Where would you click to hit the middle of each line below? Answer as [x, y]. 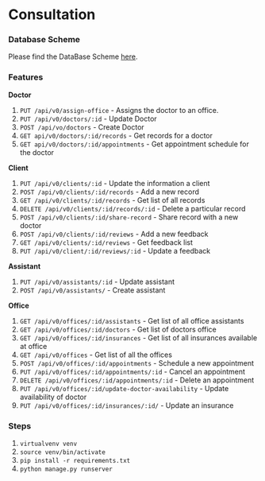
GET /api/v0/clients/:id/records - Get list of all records [112, 200]
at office [33, 346]
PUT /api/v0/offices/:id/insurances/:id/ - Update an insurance [127, 405]
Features [26, 77]
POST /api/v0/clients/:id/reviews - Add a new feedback [114, 234]
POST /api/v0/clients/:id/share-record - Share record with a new [129, 217]
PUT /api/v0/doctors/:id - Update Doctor [88, 118]
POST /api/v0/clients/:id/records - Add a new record [109, 192]
